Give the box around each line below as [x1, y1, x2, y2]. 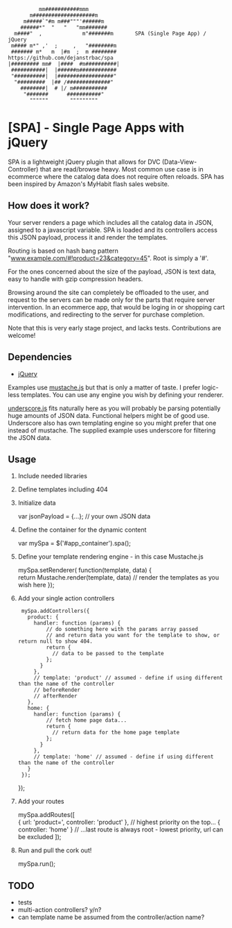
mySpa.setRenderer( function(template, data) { [17, 566, 152, 575]
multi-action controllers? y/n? [17, 906, 102, 914]
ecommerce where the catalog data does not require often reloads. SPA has [8, 172, 224, 180]
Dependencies [8, 351, 72, 363]
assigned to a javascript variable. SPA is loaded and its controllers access [8, 226, 217, 234]
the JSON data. [8, 433, 52, 441]
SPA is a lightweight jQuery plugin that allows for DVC [8, 158, 161, 166]
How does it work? [8, 200, 90, 212]
